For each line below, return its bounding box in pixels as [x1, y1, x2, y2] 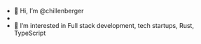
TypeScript [13, 29, 46, 37]
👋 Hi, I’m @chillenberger [13, 7, 84, 15]
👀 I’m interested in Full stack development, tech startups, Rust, [13, 22, 195, 29]
